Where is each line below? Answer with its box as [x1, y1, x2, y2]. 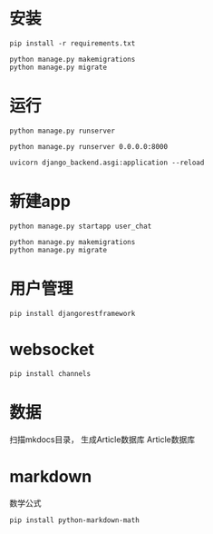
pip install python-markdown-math [9, 515, 140, 525]
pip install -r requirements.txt [9, 38, 136, 48]
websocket [9, 339, 95, 360]
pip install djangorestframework [9, 309, 136, 318]
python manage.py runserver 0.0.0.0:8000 [9, 142, 169, 151]
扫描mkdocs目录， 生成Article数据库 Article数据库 [9, 433, 196, 445]
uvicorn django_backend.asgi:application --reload [9, 158, 205, 167]
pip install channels [9, 369, 92, 378]
